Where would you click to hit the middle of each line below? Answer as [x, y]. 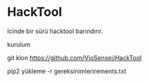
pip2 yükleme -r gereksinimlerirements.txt [67, 71]
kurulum [19, 44]
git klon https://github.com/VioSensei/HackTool [74, 58]
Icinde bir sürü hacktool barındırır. [55, 31]
